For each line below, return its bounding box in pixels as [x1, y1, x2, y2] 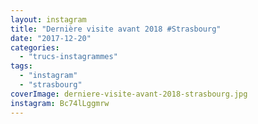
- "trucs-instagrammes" [19, 52, 118, 62]
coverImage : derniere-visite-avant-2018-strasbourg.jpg [10, 89, 248, 99]
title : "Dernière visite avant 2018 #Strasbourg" [10, 24, 222, 34]
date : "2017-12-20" [10, 33, 92, 43]
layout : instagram [10, 14, 87, 25]
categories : [10, 42, 60, 53]
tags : [10, 61, 33, 71]
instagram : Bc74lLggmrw [10, 98, 110, 108]
